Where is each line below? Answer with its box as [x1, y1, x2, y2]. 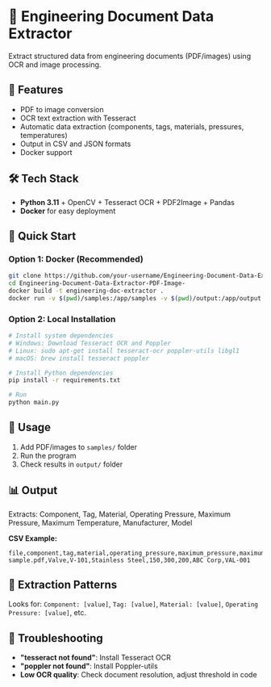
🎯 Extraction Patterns [8, 578, 118, 592]
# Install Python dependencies [8, 369, 114, 377]
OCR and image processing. [8, 60, 102, 69]
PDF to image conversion [19, 104, 104, 114]
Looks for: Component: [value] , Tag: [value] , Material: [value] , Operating [8, 599, 258, 609]
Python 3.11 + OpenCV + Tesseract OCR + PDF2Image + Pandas [19, 197, 236, 207]
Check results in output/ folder [19, 459, 123, 469]
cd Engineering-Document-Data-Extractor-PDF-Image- [8, 279, 186, 287]
